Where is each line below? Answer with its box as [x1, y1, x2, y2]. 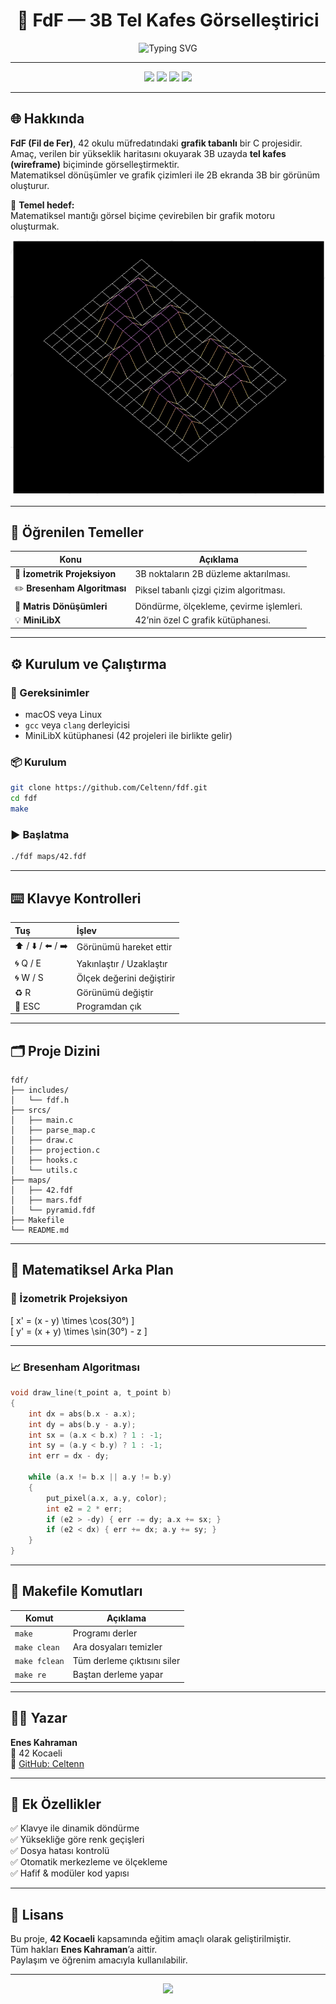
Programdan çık [76, 1000, 142, 1012]
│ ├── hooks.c [10, 1155, 78, 1166]
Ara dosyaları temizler [72, 1640, 163, 1653]
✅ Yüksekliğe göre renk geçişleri [10, 1834, 145, 1846]
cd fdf [10, 794, 38, 804]
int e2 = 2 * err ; [46, 1504, 123, 1514]
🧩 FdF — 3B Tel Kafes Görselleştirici [16, 9, 320, 32]
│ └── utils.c [10, 1165, 78, 1176]
